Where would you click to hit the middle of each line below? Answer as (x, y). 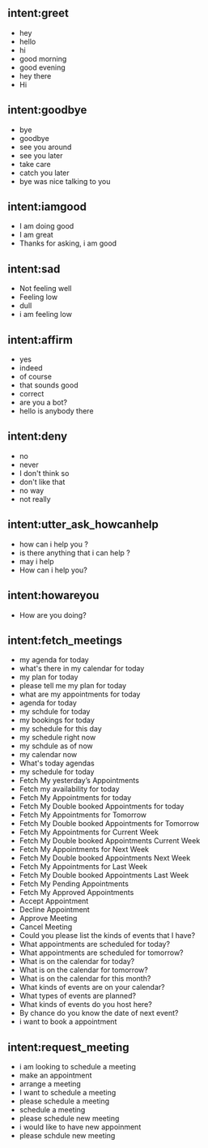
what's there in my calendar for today (82, 669)
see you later (41, 155)
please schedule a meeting (64, 1101)
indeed (31, 368)
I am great (36, 235)
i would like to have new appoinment (80, 1127)
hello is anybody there (56, 411)
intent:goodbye (47, 110)
